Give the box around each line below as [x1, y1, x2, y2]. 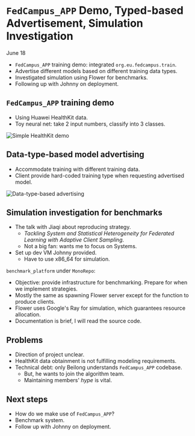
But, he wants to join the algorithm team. [23, 370, 125, 377]
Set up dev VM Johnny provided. [14, 249, 97, 257]
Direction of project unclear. [14, 351, 85, 358]
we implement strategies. [14, 285, 78, 293]
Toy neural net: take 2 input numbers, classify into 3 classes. [14, 120, 166, 127]
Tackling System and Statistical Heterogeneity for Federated [23, 230, 175, 237]
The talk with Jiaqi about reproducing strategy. [14, 223, 131, 231]
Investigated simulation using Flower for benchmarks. [14, 74, 149, 81]
